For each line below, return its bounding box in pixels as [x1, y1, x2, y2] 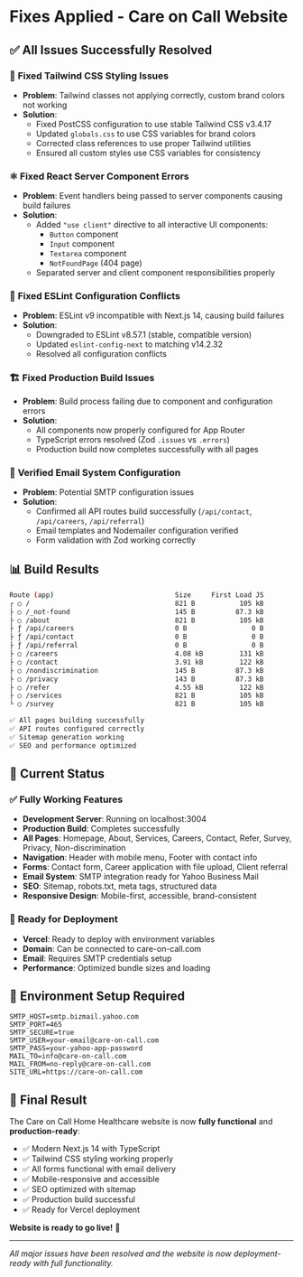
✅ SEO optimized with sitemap [22, 1184, 137, 1195]
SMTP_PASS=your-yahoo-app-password [9, 1044, 143, 1053]
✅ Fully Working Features [9, 793, 124, 806]
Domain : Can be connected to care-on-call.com [22, 943, 202, 954]
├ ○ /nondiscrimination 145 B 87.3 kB [9, 666, 264, 675]
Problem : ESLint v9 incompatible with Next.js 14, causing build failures [22, 310, 285, 322]
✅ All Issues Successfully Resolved [9, 42, 213, 58]
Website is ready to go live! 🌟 [9, 1222, 121, 1234]
